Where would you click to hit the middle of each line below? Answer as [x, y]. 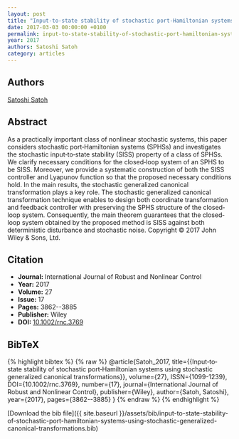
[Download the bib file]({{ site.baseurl [63, 413]
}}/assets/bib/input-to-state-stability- [174, 413]
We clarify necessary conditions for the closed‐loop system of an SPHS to [116, 162]
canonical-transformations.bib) [53, 428]
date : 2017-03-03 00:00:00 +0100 [57, 27]
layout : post [27, 14]
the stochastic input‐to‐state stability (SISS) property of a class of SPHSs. [115, 154]
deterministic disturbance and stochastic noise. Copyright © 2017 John [112, 230]
